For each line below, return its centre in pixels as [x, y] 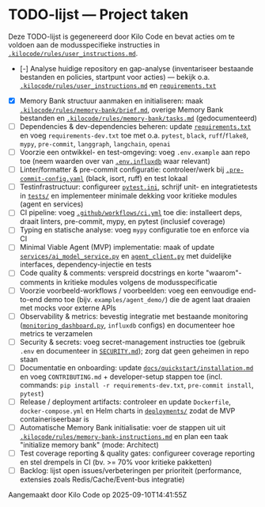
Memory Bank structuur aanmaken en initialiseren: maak [111, 100]
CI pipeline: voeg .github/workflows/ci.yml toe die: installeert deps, [131, 213]
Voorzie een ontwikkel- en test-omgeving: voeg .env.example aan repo [135, 153]
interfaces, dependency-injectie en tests [85, 265]
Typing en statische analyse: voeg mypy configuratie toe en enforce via [134, 230]
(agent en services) [51, 204]
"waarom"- [223, 273]
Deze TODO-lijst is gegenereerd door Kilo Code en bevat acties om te [122, 36]
